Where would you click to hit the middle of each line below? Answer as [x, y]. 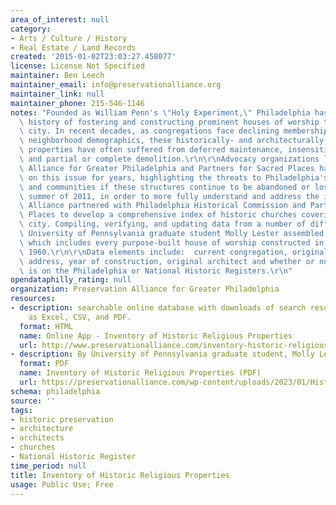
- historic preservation [62, 419]
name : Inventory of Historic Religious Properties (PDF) [140, 373]
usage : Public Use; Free [62, 484]
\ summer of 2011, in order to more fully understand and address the [169, 196]
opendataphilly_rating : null [71, 280]
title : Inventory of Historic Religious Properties [120, 475]
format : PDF [44, 364]
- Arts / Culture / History [69, 38]
